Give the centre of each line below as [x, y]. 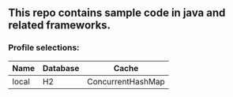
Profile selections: [44, 48]
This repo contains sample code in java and [117, 13]
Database [61, 68]
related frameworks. [60, 26]
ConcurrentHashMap [126, 81]
